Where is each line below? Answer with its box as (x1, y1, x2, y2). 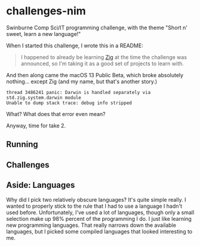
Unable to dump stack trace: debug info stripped (6, 100, 133, 106)
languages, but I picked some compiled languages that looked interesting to (6, 227, 193, 235)
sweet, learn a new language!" (6, 30, 81, 37)
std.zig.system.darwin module (6, 95, 82, 101)
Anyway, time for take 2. (6, 122, 66, 129)
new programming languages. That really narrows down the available (6, 221, 176, 229)
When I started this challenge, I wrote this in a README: (6, 42, 143, 49)
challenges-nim (6, 4, 87, 18)
